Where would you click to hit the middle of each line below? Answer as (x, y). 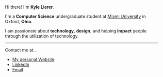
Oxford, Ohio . (19, 22)
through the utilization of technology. (42, 36)
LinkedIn (21, 64)
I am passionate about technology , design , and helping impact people (76, 31)
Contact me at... (21, 50)
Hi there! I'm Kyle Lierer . (30, 7)
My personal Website (33, 59)
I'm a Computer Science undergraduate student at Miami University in (75, 16)
